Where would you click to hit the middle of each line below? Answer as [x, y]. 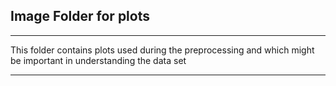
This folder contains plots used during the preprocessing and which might [162, 50]
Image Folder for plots [80, 16]
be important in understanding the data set [98, 60]
